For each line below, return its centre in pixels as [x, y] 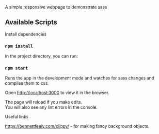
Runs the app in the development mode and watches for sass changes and [80, 78]
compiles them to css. [27, 83]
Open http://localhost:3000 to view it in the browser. [57, 93]
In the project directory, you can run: [41, 56]
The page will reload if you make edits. [44, 102]
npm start [16, 68]
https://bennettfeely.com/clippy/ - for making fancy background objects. [77, 126]
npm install [19, 46]
